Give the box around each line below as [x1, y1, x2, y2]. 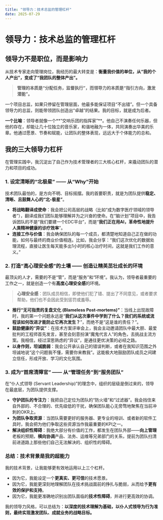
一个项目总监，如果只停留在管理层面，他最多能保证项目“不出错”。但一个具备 [5, 101, 158, 107]
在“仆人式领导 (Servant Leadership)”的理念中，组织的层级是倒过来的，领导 [5, 381, 154, 387]
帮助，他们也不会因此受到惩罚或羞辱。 [16, 297, 94, 302]
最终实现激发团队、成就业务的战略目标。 [13, 509, 95, 515]
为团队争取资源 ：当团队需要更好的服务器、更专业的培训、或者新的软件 [12, 415, 153, 421]
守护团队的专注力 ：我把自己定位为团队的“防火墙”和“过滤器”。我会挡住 [12, 397, 152, 403]
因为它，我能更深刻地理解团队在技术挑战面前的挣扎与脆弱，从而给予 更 [12, 481, 153, 487]
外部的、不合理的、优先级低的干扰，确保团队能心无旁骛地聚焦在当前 [16, 403, 153, 409]
